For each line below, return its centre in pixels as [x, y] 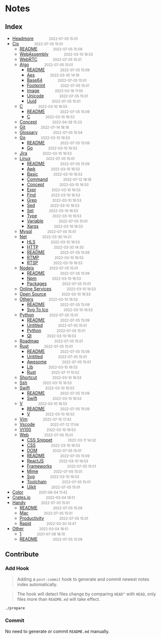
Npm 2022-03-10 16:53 [54, 278]
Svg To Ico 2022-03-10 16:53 [60, 309]
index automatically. [37, 584]
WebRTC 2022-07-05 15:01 [50, 59]
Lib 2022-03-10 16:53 [52, 367]
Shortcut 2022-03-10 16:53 [50, 377]
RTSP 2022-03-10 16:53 [55, 263]
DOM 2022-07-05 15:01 [54, 450]
